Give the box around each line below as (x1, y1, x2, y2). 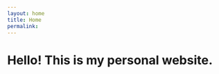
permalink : (7, 23, 39, 29)
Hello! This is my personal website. (7, 52, 213, 68)
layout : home (7, 10, 45, 17)
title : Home (7, 16, 42, 23)
